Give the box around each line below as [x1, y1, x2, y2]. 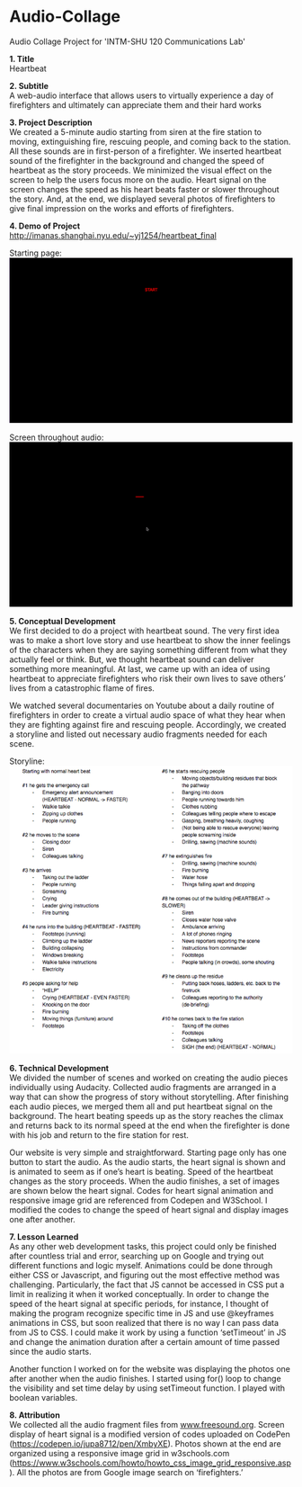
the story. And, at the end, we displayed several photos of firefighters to [9, 193, 276, 204]
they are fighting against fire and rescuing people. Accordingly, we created [9, 720, 287, 730]
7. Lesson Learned [9, 1231, 79, 1242]
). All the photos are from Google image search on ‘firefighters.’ [9, 1466, 244, 1477]
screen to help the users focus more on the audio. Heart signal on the [9, 174, 267, 185]
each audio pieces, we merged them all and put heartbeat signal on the [9, 1100, 273, 1112]
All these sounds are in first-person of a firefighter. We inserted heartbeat [9, 146, 282, 157]
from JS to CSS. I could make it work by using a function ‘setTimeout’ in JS [9, 1327, 287, 1338]
